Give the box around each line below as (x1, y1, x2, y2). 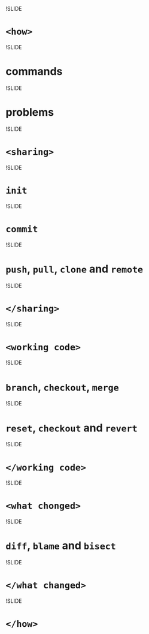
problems (5, 106, 54, 119)
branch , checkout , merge (5, 380, 119, 393)
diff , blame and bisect (5, 539, 116, 552)
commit (5, 223, 38, 235)
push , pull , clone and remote (5, 262, 144, 275)
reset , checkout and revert (5, 421, 138, 434)
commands (5, 65, 63, 79)
